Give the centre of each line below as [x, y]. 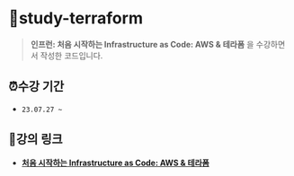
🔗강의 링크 [36, 140]
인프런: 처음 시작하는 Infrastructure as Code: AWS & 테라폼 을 [142, 44]
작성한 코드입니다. [71, 55]
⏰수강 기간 [36, 87]
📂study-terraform [76, 18]
